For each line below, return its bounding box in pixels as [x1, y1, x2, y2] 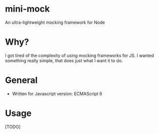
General [5, 75, 38, 86]
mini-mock [5, 3, 50, 15]
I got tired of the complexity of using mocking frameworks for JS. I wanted [5, 52, 154, 58]
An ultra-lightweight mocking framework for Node [5, 19, 106, 25]
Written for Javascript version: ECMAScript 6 [12, 91, 103, 97]
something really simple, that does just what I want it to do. [5, 57, 123, 64]
